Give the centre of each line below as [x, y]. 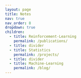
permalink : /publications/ [41, 41]
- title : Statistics [30, 50]
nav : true [15, 18]
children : [15, 32]
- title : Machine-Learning [36, 63]
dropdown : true [20, 28]
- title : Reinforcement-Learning [43, 37]
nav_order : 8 [18, 23]
